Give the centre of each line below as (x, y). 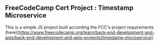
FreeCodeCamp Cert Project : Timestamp (69, 8)
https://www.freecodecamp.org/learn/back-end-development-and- (87, 32)
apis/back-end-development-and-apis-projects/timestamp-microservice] (79, 37)
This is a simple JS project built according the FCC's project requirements (80, 27)
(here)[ (12, 32)
